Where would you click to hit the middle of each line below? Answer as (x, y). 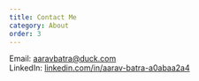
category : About (39, 26)
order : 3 (25, 33)
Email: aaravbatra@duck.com (63, 59)
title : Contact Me (43, 17)
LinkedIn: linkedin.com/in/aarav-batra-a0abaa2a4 (99, 68)
